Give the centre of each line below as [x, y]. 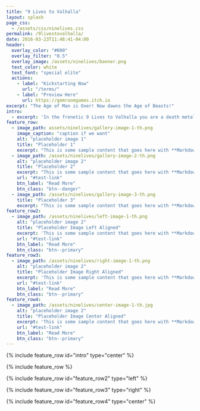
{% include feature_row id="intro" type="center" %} [70, 356]
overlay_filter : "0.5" [40, 56]
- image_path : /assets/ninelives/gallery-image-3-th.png [84, 194]
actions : [22, 78]
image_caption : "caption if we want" [64, 134]
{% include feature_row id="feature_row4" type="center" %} [81, 401]
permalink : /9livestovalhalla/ [45, 34]
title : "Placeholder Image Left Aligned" [69, 228]
